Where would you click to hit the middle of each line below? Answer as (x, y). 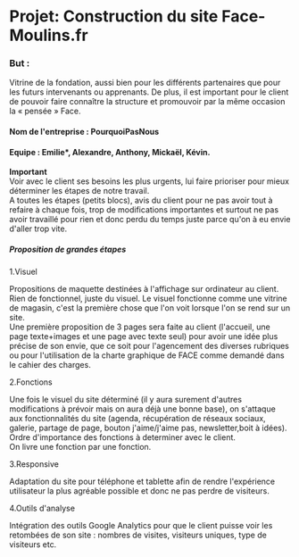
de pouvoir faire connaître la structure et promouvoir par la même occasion (147, 102)
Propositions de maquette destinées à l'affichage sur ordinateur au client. (144, 289)
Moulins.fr (49, 35)
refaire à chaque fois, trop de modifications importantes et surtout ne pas (144, 210)
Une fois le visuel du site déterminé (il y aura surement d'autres (126, 400)
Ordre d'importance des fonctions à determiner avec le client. (123, 437)
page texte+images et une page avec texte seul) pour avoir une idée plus (144, 337)
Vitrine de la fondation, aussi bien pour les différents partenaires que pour (145, 83)
